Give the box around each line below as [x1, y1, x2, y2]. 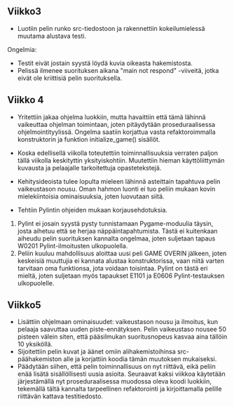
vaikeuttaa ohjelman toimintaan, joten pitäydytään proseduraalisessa [17, 120, 216, 128]
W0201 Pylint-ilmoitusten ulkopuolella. [17, 241, 128, 250]
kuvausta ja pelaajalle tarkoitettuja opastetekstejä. [17, 163, 162, 172]
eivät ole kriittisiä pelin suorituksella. [17, 74, 123, 82]
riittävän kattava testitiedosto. [17, 392, 104, 400]
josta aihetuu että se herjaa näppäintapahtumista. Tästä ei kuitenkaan [17, 226, 219, 235]
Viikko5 [7, 299, 41, 311]
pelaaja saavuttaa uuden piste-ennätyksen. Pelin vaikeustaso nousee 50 [17, 325, 226, 334]
